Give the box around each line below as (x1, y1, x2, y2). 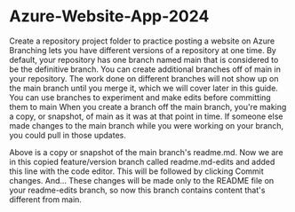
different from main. (9, 193, 83, 205)
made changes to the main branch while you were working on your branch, (9, 120, 284, 130)
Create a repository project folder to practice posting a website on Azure (9, 35, 275, 46)
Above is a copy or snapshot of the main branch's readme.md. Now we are (9, 146, 283, 157)
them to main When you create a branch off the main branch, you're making (9, 101, 287, 112)
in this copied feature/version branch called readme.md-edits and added (9, 156, 275, 167)
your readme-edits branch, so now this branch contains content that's (9, 185, 266, 195)
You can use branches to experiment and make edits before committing (9, 91, 271, 103)
